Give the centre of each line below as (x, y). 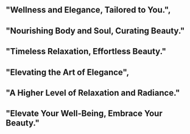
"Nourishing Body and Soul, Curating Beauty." (95, 31)
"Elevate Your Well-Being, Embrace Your (84, 114)
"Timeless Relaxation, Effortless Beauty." (86, 51)
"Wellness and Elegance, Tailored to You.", (88, 10)
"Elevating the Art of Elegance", (67, 72)
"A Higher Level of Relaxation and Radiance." (93, 93)
